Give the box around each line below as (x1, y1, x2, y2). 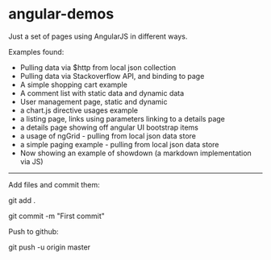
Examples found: (8, 47, 65, 56)
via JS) (19, 156, 44, 166)
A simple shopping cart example (19, 80, 127, 89)
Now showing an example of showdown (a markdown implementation (19, 148, 252, 158)
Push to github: (8, 226, 59, 236)
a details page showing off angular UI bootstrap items (19, 122, 199, 132)
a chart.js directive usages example (19, 105, 139, 115)
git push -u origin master (8, 242, 91, 252)
